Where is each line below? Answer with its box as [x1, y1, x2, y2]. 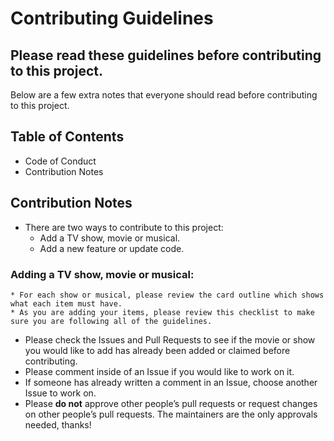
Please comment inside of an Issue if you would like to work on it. [24, 365, 295, 377]
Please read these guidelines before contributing [10, 47, 322, 64]
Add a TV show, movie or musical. [39, 232, 181, 244]
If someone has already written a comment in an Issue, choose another [24, 376, 318, 388]
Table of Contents [10, 128, 125, 146]
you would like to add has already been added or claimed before [24, 344, 291, 356]
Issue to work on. [24, 387, 97, 399]
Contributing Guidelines [10, 7, 214, 30]
